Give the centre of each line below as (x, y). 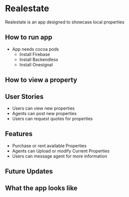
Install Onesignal (36, 64)
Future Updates (29, 171)
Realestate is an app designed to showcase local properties (65, 22)
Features (19, 134)
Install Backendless (39, 59)
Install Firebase (35, 54)
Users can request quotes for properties (52, 118)
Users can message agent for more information (59, 156)
